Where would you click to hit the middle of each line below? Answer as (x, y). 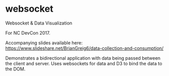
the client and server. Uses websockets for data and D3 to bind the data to (84, 63)
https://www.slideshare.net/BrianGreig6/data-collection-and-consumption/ (84, 48)
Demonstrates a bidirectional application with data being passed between (83, 58)
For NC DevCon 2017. (28, 33)
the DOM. (15, 69)
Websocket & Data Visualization (39, 23)
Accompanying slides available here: (44, 43)
